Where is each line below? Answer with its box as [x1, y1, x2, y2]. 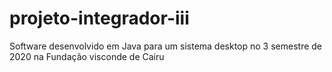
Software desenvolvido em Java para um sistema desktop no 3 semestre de [9, 40, 323, 52]
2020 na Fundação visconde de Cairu [9, 50, 165, 62]
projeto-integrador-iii [9, 7, 190, 30]
